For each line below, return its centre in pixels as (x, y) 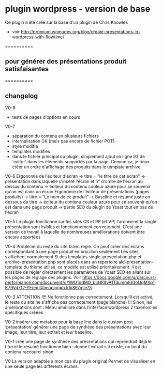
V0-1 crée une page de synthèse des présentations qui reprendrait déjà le (78, 341)
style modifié (25, 146)
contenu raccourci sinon (29, 352)
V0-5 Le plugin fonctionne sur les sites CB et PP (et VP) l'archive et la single (81, 221)
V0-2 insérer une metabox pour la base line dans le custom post (69, 322)
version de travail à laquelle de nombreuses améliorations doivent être (75, 232)
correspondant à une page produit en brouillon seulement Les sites (72, 251)
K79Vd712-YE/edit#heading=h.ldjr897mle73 (49, 287)
